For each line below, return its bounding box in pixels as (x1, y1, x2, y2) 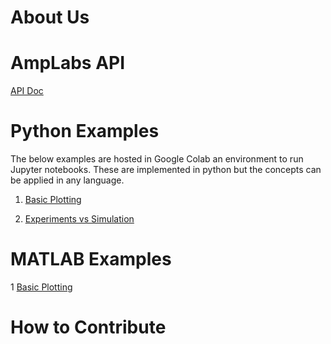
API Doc (10, 85, 44, 97)
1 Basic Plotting (10, 281, 73, 293)
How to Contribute (10, 316, 167, 339)
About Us (10, 6, 90, 29)
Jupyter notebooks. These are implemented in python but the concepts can (10, 164, 322, 176)
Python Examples (10, 120, 160, 143)
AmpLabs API (10, 52, 126, 75)
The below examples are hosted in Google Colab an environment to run (10, 153, 304, 165)
